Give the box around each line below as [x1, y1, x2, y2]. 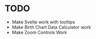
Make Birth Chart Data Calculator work [11, 24, 92, 30]
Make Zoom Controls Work [11, 29, 67, 35]
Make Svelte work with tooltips [11, 19, 75, 25]
